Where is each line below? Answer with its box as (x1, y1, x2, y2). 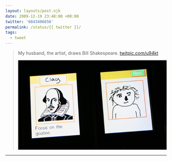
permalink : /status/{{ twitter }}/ (5, 25, 81, 30)
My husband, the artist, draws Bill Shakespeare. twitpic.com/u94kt (17, 50, 159, 56)
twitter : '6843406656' (5, 19, 54, 24)
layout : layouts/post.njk (5, 8, 60, 13)
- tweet (10, 35, 27, 41)
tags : (5, 30, 17, 35)
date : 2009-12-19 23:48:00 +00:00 (5, 13, 79, 19)
